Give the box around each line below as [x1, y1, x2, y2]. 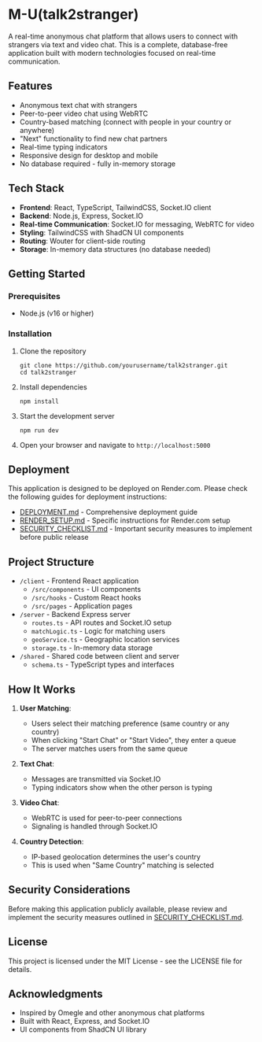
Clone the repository [19, 346, 87, 356]
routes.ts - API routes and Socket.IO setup [31, 618, 172, 627]
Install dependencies [19, 382, 88, 391]
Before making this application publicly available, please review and [8, 903, 227, 914]
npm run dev [19, 427, 59, 434]
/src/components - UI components [31, 585, 142, 594]
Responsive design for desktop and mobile [19, 150, 159, 160]
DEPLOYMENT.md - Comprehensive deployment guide [19, 508, 198, 517]
